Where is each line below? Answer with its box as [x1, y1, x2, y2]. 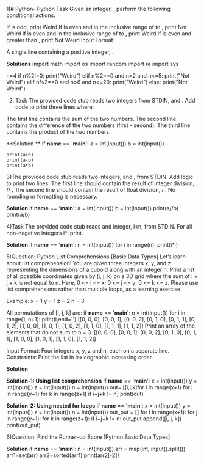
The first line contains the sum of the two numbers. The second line [6, 115, 177, 122]
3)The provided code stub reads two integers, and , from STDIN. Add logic [6, 174, 194, 180]
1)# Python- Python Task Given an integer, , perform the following [6, 5, 171, 12]
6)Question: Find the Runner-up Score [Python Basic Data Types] [6, 433, 171, 441]
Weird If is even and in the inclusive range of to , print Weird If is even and [6, 30, 192, 37]
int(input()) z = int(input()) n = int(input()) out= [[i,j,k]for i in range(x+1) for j [6, 384, 193, 390]
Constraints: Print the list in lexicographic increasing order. [6, 354, 153, 361]
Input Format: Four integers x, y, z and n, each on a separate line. [6, 347, 170, 354]
